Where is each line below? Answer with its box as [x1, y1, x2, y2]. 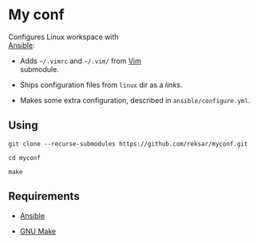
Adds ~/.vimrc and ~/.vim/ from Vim [19, 56, 142, 66]
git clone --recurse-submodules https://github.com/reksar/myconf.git [8, 140, 248, 148]
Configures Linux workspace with [8, 32, 119, 42]
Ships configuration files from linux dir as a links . [19, 80, 183, 90]
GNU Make [19, 226, 57, 236]
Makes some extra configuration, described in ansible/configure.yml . [19, 95, 251, 105]
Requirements [8, 189, 80, 203]
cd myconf [8, 153, 42, 161]
